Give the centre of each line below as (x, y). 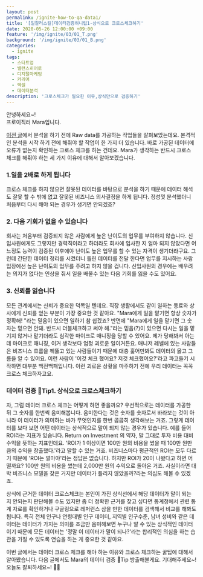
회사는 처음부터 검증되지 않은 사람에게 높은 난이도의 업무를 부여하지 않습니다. (97, 236)
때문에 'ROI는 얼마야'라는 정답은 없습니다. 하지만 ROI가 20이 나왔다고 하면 (99, 458)
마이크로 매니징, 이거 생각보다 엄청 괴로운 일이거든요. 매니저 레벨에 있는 (96, 343)
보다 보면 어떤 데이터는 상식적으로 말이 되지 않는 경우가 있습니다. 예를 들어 (104, 427)
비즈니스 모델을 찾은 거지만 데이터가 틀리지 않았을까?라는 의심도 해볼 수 (96, 473)
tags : (13, 57)
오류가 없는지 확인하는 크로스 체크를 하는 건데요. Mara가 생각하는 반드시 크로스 (99, 150)
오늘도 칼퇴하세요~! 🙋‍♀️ (33, 567)
